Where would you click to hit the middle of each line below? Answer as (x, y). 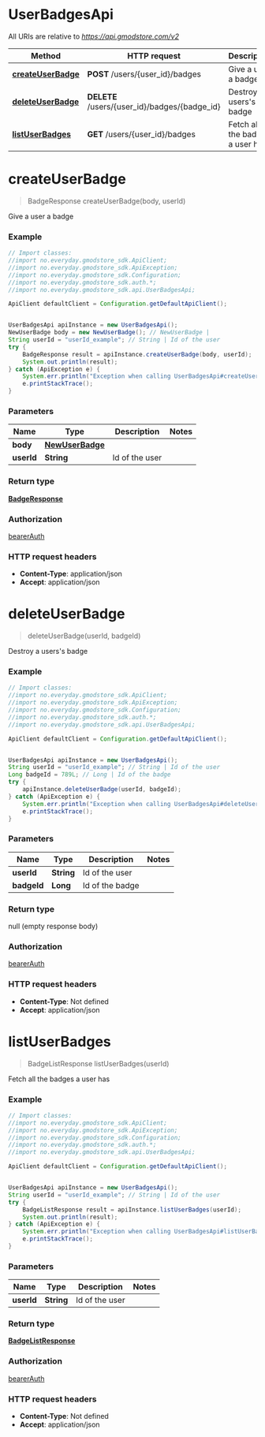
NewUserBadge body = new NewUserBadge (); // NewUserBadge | (109, 333)
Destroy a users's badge (48, 651)
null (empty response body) (53, 926)
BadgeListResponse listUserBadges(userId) (98, 1063)
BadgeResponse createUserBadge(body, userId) (106, 201)
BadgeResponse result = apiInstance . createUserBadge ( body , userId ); (137, 354)
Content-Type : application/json (71, 574)
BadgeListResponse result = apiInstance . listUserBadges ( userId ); (132, 1209)
